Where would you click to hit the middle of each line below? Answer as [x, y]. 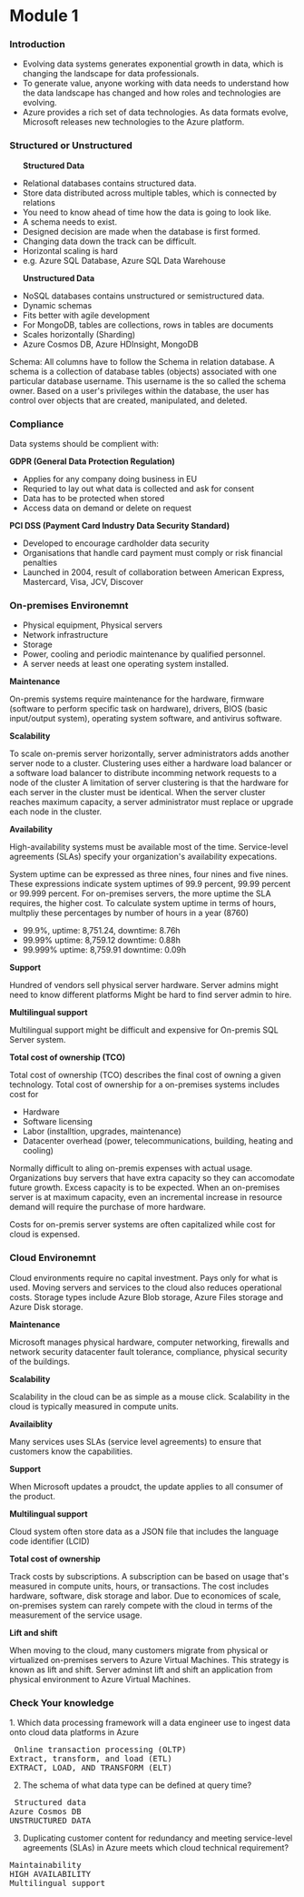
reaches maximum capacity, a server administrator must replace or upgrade [152, 802]
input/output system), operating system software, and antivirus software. [146, 719]
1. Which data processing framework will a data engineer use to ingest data [150, 1722]
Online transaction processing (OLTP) [100, 1749]
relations [39, 202]
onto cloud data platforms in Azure [74, 1732]
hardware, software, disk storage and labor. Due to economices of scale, [145, 1595]
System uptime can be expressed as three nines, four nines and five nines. [149, 874]
